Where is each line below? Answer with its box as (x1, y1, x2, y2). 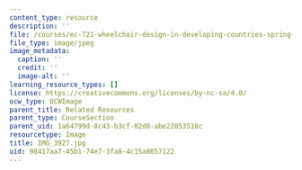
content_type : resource (9, 13, 99, 22)
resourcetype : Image (9, 130, 87, 139)
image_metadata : (9, 47, 70, 56)
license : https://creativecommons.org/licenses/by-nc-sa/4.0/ (9, 88, 247, 97)
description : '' (9, 22, 70, 31)
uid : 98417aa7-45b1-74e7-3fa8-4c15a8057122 (9, 147, 175, 156)
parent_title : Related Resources (9, 105, 135, 114)
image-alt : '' (17, 72, 70, 81)
